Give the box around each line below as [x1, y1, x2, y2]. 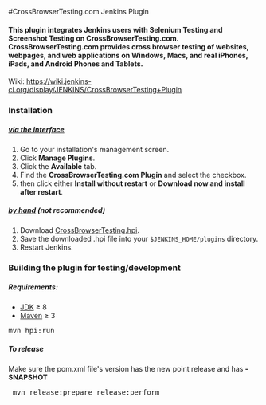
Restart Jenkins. [19, 242, 73, 252]
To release [8, 344, 44, 353]
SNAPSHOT [8, 372, 48, 382]
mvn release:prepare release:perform [12, 387, 160, 397]
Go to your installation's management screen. [19, 145, 170, 155]
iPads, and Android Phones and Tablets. [8, 59, 143, 69]
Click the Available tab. [19, 162, 97, 171]
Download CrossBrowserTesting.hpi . [19, 226, 139, 235]
